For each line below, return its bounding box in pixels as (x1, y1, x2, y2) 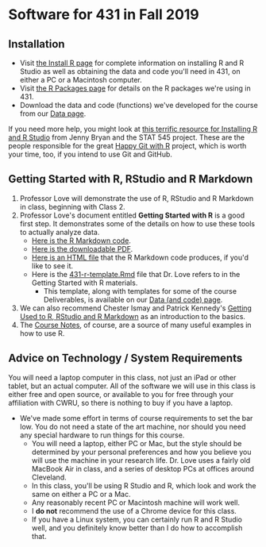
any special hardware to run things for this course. (19, 430, 185, 440)
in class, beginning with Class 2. (19, 202, 125, 211)
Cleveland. (31, 472, 67, 482)
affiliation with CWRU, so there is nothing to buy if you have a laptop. (8, 398, 233, 407)
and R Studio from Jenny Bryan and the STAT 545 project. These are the (8, 133, 245, 142)
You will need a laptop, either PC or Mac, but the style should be (31, 438, 242, 448)
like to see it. (31, 260, 74, 271)
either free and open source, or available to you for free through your (8, 389, 234, 399)
